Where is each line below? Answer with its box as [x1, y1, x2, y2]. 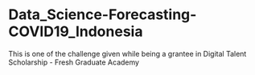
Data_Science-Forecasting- [8, 6, 197, 24]
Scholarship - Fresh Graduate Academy [8, 57, 139, 67]
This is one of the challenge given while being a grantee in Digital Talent [8, 49, 247, 58]
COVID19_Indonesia [8, 22, 143, 41]
